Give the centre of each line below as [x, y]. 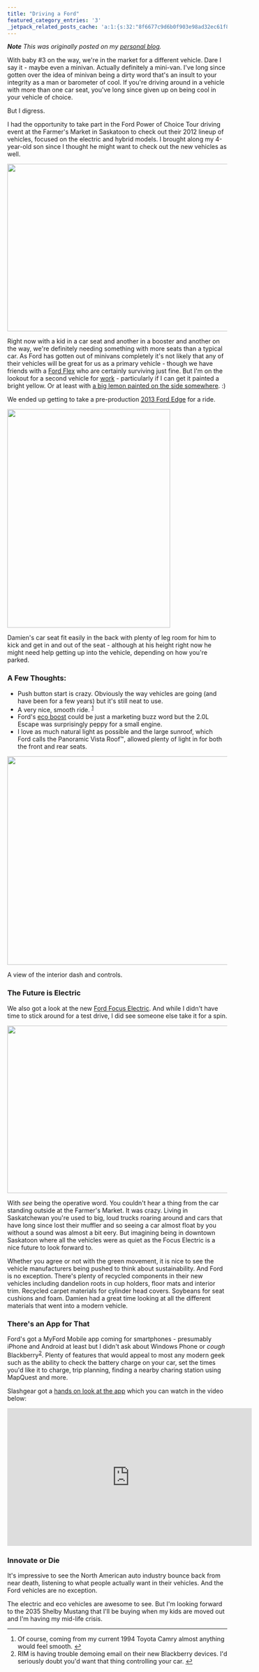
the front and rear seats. [52, 746]
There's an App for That [49, 1324]
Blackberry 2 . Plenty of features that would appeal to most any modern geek [116, 1354]
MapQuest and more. [38, 1377]
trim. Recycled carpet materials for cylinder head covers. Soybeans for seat [116, 1291]
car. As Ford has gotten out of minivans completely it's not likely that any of [116, 356]
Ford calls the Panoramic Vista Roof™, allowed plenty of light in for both [120, 739]
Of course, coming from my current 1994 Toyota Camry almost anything [121, 1638]
